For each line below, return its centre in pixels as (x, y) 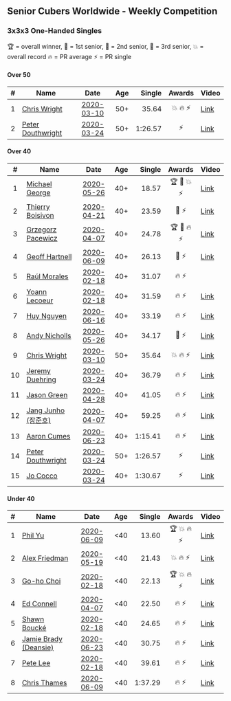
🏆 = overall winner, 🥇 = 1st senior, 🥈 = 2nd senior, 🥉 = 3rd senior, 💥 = (106, 46)
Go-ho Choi (41, 581)
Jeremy (39, 371)
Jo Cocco (42, 476)
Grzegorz (42, 230)
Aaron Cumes (48, 436)
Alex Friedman (45, 558)
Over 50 (19, 75)
